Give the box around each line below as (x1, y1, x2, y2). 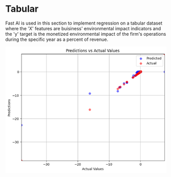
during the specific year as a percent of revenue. (5, 36, 109, 42)
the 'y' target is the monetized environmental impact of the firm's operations (5, 31, 166, 37)
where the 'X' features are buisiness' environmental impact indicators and (5, 25, 161, 31)
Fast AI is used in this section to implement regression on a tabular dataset (5, 20, 163, 26)
